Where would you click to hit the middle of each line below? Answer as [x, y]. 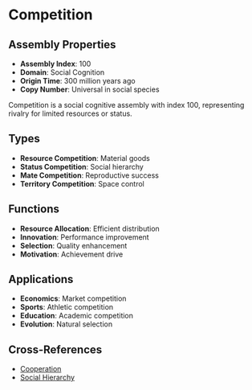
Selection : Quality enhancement [73, 245]
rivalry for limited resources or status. [70, 113]
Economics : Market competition [73, 298]
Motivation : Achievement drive [71, 254]
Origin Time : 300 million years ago [77, 81]
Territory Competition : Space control [82, 183]
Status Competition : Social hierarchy [82, 166]
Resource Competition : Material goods [85, 158]
